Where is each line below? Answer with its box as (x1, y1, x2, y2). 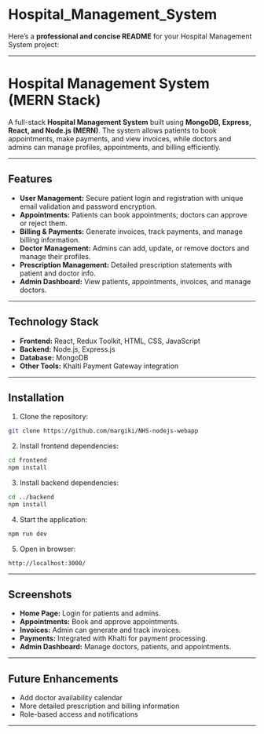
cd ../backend (8, 493, 55, 501)
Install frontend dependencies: (19, 441, 119, 451)
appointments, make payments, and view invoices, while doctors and (8, 133, 232, 143)
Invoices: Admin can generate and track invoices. (19, 626, 181, 635)
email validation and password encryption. (19, 202, 157, 211)
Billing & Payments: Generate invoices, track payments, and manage (19, 226, 244, 236)
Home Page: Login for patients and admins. (19, 608, 161, 618)
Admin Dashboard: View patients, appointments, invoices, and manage (19, 276, 251, 286)
